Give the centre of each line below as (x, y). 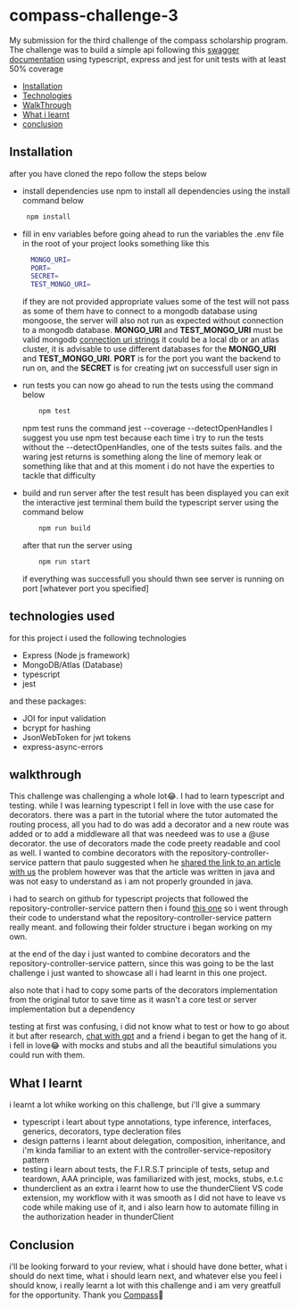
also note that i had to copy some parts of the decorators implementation (144, 990)
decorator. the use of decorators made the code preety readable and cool (145, 844)
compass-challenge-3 (94, 16)
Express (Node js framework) (76, 655)
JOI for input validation (64, 718)
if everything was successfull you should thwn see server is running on (153, 579)
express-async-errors (62, 746)
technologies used (62, 617)
